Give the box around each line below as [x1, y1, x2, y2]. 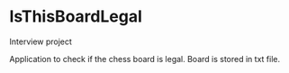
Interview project [9, 36, 72, 47]
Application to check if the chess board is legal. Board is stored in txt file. [9, 53, 281, 64]
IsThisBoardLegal [9, 6, 142, 27]
